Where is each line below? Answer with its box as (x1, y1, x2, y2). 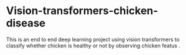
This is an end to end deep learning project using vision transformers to (6, 36, 180, 43)
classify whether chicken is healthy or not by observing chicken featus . (6, 42, 181, 49)
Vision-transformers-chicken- (6, 4, 158, 18)
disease (6, 16, 46, 30)
